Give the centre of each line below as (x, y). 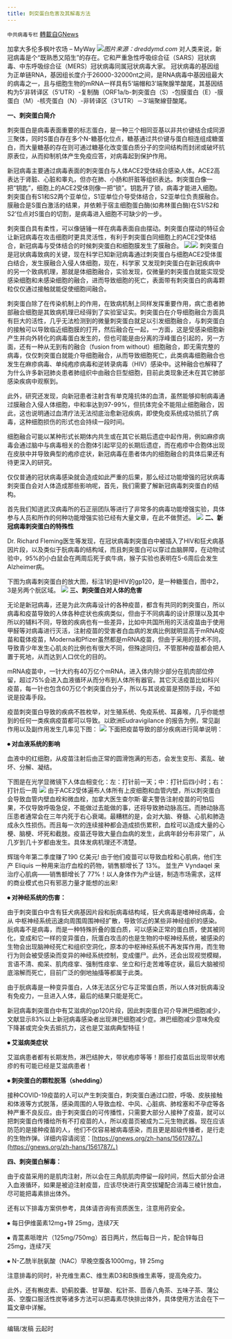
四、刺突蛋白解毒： (35, 1162)
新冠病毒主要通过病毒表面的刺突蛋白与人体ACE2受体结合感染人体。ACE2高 (114, 171)
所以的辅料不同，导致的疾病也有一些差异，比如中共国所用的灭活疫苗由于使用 (116, 622)
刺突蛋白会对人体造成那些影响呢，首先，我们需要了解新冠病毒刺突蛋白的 (110, 485)
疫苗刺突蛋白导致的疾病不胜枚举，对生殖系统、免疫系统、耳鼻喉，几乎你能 (113, 711)
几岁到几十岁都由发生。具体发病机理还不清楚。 (74, 842)
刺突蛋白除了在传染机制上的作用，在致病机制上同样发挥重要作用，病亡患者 (113, 303)
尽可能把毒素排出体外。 (40, 1193)
